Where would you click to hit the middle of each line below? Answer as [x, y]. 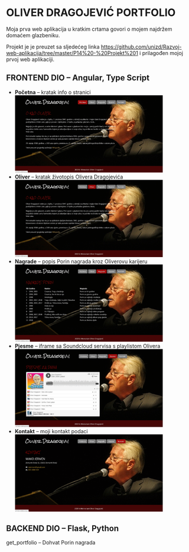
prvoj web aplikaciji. [30, 59]
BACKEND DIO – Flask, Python [63, 528]
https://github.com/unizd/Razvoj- [141, 47]
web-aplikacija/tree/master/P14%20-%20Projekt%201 [72, 53]
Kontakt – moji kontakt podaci [51, 431]
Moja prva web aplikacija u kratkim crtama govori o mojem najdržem [89, 29]
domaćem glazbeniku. [33, 35]
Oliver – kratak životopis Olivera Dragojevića [69, 177]
